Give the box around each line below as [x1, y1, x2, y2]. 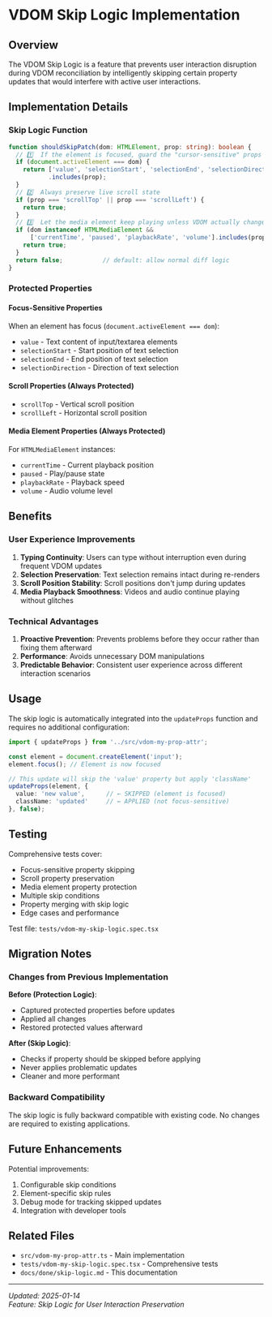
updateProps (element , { [8, 782, 89, 790]
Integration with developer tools [19, 1205, 127, 1215]
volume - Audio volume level [19, 486, 113, 496]
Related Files [8, 1229, 75, 1242]
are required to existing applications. [8, 1118, 130, 1129]
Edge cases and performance [19, 907, 120, 918]
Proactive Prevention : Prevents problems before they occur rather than [19, 635, 260, 644]
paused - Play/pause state [19, 469, 105, 479]
